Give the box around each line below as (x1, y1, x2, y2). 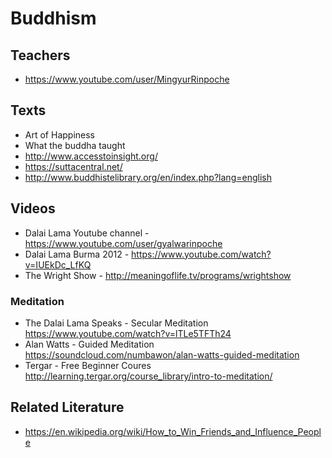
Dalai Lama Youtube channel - (24, 227, 150, 239)
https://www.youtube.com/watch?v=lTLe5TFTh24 (24, 327, 232, 339)
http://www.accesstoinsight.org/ (24, 150, 158, 162)
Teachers (10, 47, 71, 64)
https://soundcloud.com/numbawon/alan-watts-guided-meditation (24, 348, 300, 361)
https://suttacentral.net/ (24, 160, 123, 172)
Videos (10, 200, 56, 217)
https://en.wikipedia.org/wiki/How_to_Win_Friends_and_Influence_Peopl (24, 425, 322, 437)
